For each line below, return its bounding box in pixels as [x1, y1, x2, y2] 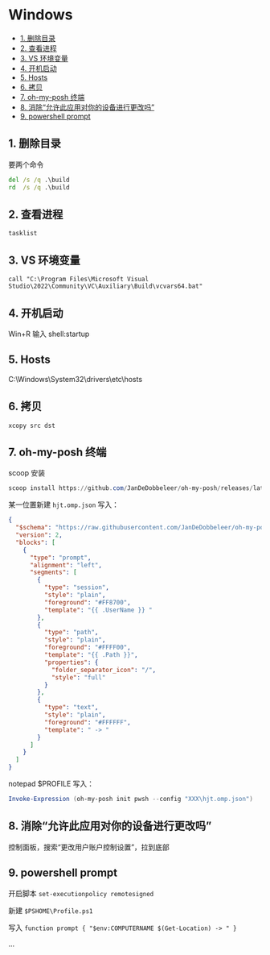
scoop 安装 [8, 468, 46, 478]
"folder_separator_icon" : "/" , [51, 666, 157, 674]
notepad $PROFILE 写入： [8, 779, 95, 788]
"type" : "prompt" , [29, 554, 92, 562]
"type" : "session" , [43, 583, 110, 592]
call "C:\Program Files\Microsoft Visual [8, 276, 149, 284]
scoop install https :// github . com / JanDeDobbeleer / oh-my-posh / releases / [8, 484, 253, 492]
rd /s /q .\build [8, 183, 70, 191]
